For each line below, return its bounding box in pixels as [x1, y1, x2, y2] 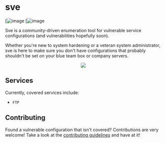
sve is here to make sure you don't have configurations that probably [5, 48, 146, 53]
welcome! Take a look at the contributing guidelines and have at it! [5, 132, 140, 138]
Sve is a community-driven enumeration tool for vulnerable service [5, 27, 142, 33]
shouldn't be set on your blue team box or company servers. [5, 52, 129, 58]
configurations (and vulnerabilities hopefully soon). [5, 33, 110, 39]
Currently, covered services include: [5, 90, 79, 95]
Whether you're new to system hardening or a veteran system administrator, [5, 42, 161, 48]
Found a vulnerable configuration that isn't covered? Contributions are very [5, 127, 159, 133]
